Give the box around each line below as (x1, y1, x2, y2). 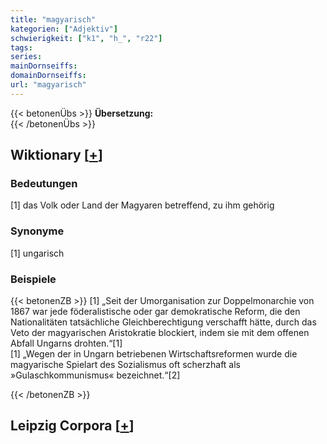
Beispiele (10, 272, 57, 286)
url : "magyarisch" (10, 80, 87, 90)
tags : (10, 42, 33, 53)
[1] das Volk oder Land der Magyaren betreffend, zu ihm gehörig (10, 199, 275, 211)
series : (10, 52, 43, 62)
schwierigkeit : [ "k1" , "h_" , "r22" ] (10, 33, 163, 43)
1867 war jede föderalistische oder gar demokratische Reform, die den (10, 306, 301, 318)
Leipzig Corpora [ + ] (10, 417, 135, 435)
